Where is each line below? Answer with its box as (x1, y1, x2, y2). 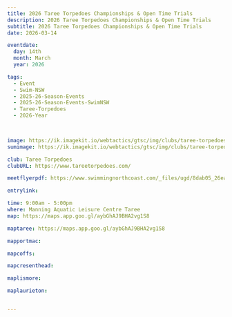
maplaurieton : (7, 287, 48, 294)
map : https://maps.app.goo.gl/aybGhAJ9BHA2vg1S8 (7, 212, 150, 220)
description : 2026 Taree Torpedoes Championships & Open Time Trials (7, 17, 212, 23)
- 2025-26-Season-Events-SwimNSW (13, 99, 110, 106)
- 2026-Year (13, 112, 48, 119)
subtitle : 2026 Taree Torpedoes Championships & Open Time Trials (7, 23, 202, 30)
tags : (7, 73, 23, 80)
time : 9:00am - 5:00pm (7, 200, 72, 207)
